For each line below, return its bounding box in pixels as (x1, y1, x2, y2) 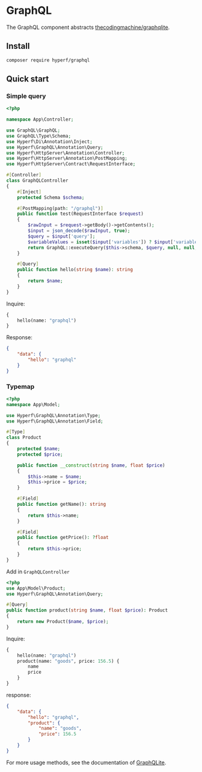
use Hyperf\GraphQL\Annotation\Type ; (6, 412, 101, 418)
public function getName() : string (17, 502, 106, 508)
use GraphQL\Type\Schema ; (6, 133, 71, 139)
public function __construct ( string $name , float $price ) (17, 462, 165, 468)
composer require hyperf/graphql (6, 57, 90, 63)
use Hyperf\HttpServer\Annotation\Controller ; (6, 150, 125, 156)
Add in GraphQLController (6, 568, 70, 575)
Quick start (6, 74, 49, 85)
